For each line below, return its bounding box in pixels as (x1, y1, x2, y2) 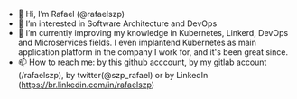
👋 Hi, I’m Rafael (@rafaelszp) (17, 9, 125, 19)
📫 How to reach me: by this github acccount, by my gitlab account (17, 57, 267, 67)
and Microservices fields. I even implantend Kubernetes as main (17, 37, 257, 48)
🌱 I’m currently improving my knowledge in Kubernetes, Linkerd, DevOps (17, 28, 289, 38)
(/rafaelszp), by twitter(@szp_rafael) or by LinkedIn (17, 70, 209, 80)
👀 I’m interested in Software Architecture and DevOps (17, 18, 218, 29)
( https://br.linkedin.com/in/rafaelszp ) (17, 79, 155, 90)
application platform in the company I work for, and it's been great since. (17, 47, 289, 58)
